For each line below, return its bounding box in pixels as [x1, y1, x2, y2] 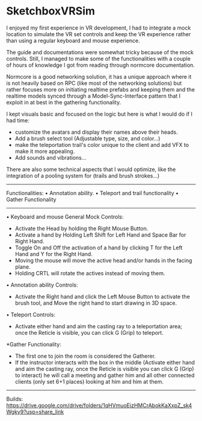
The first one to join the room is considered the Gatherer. [14, 352, 156, 360]
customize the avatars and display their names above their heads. [14, 128, 179, 136]
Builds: [6, 395, 23, 402]
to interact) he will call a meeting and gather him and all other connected [14, 372, 195, 379]
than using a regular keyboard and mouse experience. [6, 37, 140, 44]
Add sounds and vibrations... [14, 154, 87, 161]
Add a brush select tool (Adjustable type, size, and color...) [14, 134, 161, 142]
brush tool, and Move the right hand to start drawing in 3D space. [14, 299, 177, 307]
